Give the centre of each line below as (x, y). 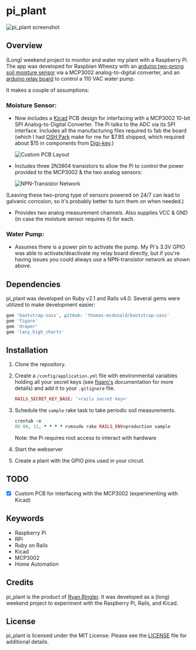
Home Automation (36, 564)
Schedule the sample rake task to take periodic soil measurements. (95, 410)
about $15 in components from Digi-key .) (64, 143)
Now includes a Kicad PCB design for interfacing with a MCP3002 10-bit (102, 118)
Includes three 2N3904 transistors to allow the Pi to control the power (99, 166)
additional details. (27, 642)
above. (23, 266)
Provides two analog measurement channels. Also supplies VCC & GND (101, 213)
